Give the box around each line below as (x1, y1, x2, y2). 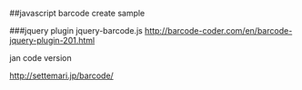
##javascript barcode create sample (9, 8, 146, 18)
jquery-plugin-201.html (9, 35, 96, 45)
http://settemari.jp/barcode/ (9, 70, 114, 81)
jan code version (9, 53, 72, 63)
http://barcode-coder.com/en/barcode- (144, 25, 293, 35)
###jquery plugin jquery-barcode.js (9, 25, 143, 35)
